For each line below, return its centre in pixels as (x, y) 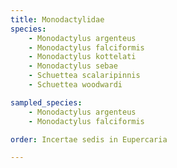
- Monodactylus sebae (73, 66)
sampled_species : (46, 102)
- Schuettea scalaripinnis (84, 76)
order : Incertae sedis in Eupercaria (89, 139)
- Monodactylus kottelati (82, 57)
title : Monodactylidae (57, 19)
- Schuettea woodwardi (75, 85)
